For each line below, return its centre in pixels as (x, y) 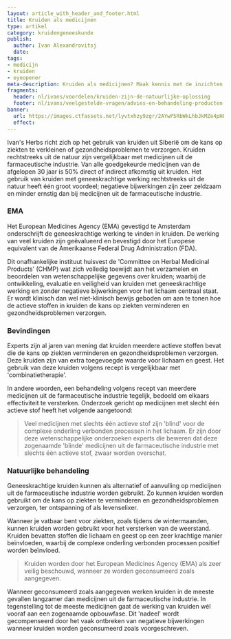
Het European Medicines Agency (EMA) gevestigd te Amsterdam (99, 226)
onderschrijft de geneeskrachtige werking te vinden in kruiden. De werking (113, 233)
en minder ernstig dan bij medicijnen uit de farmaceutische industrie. (104, 193)
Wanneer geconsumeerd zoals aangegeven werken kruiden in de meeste (111, 592)
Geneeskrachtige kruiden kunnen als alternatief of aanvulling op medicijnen (114, 486)
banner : (18, 110)
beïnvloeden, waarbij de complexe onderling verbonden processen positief (113, 543)
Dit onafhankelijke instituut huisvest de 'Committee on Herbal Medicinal (108, 261)
